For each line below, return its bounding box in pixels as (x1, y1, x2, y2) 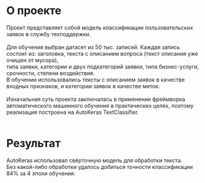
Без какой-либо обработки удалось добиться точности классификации (6, 163, 193, 170)
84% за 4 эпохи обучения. (6, 170, 76, 177)
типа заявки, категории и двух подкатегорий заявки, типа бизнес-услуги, (6, 62, 199, 70)
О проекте (6, 4, 62, 18)
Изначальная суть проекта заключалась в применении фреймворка (6, 95, 185, 103)
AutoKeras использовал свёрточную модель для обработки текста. (6, 157, 182, 164)
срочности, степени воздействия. (6, 69, 95, 77)
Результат (6, 136, 61, 151)
